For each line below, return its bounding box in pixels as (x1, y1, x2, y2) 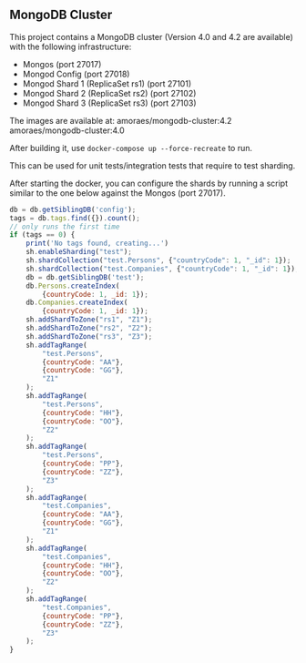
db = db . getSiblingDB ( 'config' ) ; (9, 205, 137, 214)
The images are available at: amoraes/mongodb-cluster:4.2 (9, 115, 232, 126)
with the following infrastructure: (9, 41, 132, 52)
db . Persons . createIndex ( (25, 281, 120, 291)
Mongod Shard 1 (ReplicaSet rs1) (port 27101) (22, 77, 192, 89)
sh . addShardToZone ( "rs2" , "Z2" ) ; (25, 323, 153, 333)
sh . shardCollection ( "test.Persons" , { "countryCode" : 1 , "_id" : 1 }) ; (25, 256, 291, 265)
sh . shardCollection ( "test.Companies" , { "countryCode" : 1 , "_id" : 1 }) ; (25, 264, 300, 273)
